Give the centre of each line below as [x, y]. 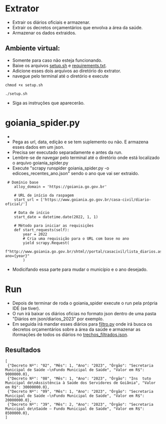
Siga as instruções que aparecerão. [48, 103]
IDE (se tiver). [26, 308]
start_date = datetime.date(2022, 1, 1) [56, 217]
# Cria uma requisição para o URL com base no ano [76, 238]
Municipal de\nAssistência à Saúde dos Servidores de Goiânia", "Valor [80, 383]
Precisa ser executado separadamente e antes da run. [67, 152]
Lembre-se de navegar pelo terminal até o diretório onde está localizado [86, 157]
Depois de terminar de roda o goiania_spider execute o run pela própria [85, 303]
